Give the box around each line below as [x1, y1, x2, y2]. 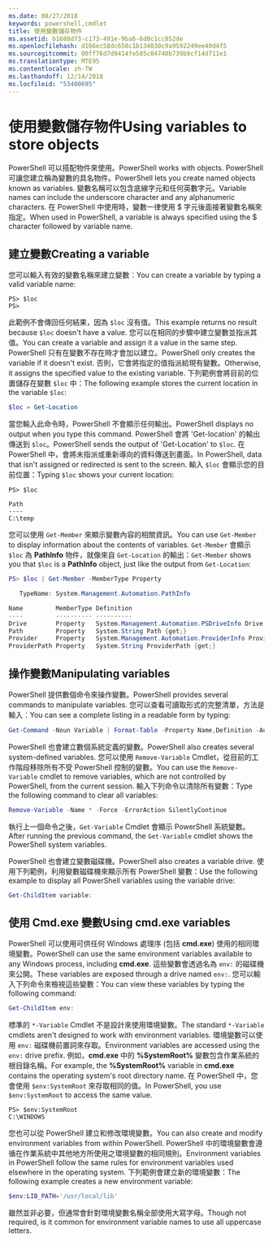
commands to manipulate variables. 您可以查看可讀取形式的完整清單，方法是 [8, 700, 265, 710]
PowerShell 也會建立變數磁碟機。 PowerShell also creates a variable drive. [8, 856, 256, 866]
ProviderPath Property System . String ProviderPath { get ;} [8, 642, 217, 650]
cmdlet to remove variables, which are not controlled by [39, 771, 226, 781]
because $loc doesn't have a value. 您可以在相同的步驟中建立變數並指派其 [8, 328, 258, 337]
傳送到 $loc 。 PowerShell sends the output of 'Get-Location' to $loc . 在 [8, 440, 245, 449]
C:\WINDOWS [8, 1113, 45, 1122]
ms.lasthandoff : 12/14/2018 [8, 72, 104, 80]
